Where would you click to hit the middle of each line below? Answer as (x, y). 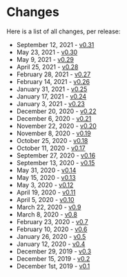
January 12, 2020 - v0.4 (51, 244)
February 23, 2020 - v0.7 (52, 221)
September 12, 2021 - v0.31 (55, 44)
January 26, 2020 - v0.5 (51, 236)
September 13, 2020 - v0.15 (56, 162)
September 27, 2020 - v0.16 (56, 155)
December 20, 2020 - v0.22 (56, 111)
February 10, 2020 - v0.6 (52, 229)
